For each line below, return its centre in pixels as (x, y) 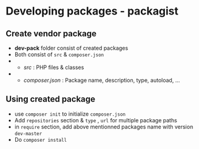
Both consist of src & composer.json (59, 55)
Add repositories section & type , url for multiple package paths (96, 120)
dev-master (28, 134)
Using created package (50, 99)
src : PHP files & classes (54, 67)
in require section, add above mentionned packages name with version (104, 127)
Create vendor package (51, 34)
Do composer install (41, 139)
